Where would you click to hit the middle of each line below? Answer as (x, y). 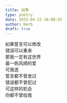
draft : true (18, 29)
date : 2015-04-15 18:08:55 (34, 19)
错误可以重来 (19, 50)
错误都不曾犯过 (21, 83)
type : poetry (19, 15)
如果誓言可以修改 (23, 44)
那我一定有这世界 (23, 57)
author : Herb (19, 24)
